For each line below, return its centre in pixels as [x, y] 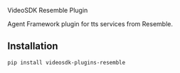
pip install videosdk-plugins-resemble [67, 62]
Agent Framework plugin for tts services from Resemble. [90, 24]
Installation [33, 46]
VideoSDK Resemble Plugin [48, 10]
